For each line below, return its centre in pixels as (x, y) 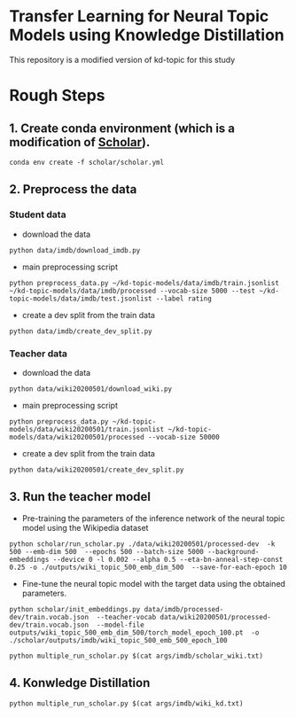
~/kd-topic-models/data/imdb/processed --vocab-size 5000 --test (132, 291)
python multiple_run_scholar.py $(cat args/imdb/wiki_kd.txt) (126, 703)
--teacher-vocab (126, 617)
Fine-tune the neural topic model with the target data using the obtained (154, 583)
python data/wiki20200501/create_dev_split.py (97, 470)
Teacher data (39, 354)
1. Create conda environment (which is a (122, 128)
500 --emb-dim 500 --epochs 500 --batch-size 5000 (106, 551)
